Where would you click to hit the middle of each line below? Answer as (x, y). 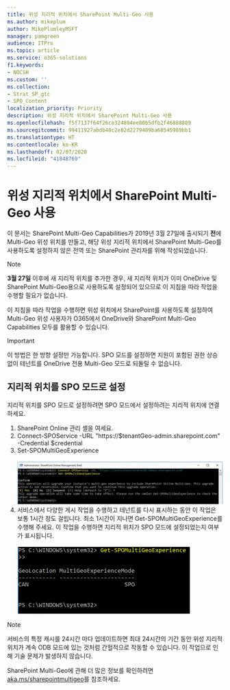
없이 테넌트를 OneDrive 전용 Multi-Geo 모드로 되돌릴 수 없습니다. (94, 364)
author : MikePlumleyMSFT (42, 29)
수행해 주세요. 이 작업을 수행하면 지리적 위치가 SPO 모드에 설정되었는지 (112, 527)
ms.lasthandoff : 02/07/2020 (47, 152)
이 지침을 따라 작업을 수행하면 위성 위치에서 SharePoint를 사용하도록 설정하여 (110, 310)
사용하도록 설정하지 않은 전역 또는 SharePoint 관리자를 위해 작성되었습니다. (107, 251)
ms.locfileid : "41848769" (44, 159)
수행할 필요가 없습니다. (37, 295)
